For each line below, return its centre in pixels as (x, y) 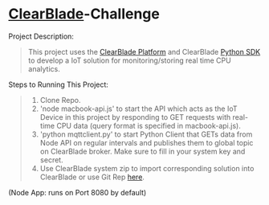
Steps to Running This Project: (58, 84)
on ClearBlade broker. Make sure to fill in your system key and (143, 151)
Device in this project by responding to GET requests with (135, 117)
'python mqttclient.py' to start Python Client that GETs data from (146, 134)
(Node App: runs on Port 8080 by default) (77, 192)
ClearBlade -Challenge (84, 14)
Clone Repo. (60, 100)
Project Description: (41, 36)
